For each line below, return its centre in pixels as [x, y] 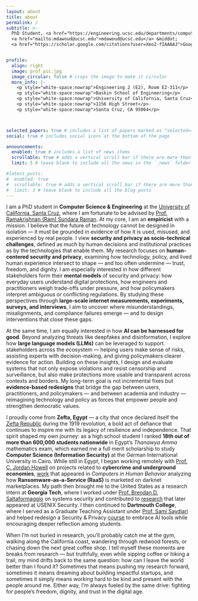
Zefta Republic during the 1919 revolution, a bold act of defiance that [89, 424]
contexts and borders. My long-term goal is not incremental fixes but [90, 381]
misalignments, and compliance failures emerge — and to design [85, 313]
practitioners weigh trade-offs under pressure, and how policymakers [90, 288]
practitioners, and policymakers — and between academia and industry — [96, 394]
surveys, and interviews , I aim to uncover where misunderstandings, [90, 307]
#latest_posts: [25, 174]
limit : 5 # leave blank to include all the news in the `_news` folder [101, 163]
